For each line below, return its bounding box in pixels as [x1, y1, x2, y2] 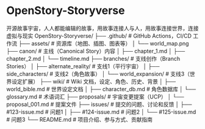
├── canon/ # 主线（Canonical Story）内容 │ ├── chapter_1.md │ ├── [6, 47, 185, 55]
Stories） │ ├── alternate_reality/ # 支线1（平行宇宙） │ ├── [6, 62, 160, 70]
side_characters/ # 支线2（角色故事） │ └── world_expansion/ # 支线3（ [6, 70, 190, 77]
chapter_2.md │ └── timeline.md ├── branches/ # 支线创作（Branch [6, 55, 181, 62]
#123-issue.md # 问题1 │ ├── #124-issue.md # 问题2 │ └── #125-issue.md [6, 108, 196, 116]
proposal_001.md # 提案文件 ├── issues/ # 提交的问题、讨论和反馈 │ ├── [6, 100, 192, 108]
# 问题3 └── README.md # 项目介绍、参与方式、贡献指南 [6, 116, 153, 123]
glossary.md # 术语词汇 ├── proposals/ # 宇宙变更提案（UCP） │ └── [6, 92, 184, 100]
